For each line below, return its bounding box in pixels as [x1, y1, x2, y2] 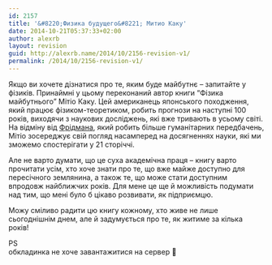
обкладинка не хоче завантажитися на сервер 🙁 [8, 246, 177, 256]
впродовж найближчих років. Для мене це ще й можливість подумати [8, 181, 254, 190]
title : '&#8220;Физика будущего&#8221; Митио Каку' [8, 19, 187, 28]
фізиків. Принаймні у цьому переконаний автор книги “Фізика [8, 88, 223, 97]
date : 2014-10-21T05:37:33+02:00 [8, 27, 122, 35]
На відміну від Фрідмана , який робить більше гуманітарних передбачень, [8, 122, 265, 132]
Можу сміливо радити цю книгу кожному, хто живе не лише [8, 205, 218, 215]
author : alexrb [8, 34, 60, 43]
